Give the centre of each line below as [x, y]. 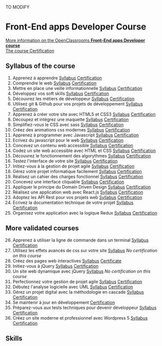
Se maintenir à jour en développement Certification [64, 302]
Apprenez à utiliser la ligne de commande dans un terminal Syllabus [81, 240]
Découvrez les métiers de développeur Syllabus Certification [73, 98]
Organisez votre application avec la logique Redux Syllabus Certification [85, 213]
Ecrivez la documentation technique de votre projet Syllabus [73, 202]
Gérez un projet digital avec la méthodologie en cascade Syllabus [78, 292]
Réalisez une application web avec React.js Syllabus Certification [78, 192]
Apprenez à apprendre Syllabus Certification [57, 78]
